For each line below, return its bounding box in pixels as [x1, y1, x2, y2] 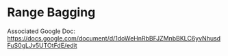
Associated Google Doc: [7, 27, 76, 35]
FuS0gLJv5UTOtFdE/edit [7, 41, 77, 49]
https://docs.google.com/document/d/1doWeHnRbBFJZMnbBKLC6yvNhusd [7, 34, 221, 42]
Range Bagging [7, 5, 96, 20]
